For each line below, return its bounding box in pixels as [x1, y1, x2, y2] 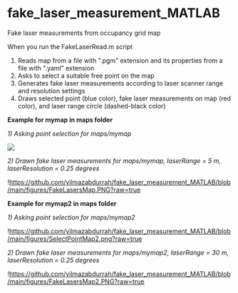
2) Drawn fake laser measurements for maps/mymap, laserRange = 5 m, [7, 156, 221, 165]
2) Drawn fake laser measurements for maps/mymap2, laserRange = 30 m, [7, 248, 229, 257]
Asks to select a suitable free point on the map [17, 71, 155, 80]
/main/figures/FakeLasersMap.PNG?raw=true [7, 185, 141, 194]
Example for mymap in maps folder [7, 115, 113, 124]
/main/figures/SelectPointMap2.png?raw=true [7, 234, 143, 243]
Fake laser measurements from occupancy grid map [7, 29, 161, 37]
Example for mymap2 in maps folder [7, 199, 117, 207]
